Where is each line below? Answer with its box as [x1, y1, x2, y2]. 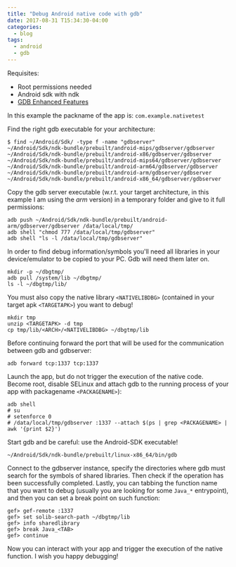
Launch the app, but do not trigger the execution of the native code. [7, 372, 204, 380]
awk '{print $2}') [7, 425, 61, 432]
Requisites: [7, 68, 40, 77]
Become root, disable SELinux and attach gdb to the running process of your [7, 380, 229, 388]
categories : [7, 23, 42, 30]
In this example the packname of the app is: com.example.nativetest [7, 111, 205, 120]
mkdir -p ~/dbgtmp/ [7, 268, 65, 275]
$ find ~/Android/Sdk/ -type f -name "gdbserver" [7, 138, 156, 145]
